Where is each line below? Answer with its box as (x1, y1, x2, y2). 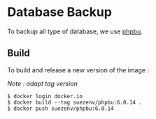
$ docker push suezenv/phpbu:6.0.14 (7, 105, 114, 112)
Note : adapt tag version (7, 79, 78, 88)
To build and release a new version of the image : (7, 65, 149, 74)
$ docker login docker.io (7, 93, 83, 100)
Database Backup (7, 4, 112, 20)
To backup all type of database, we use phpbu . (7, 27, 143, 35)
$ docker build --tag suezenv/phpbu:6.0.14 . (7, 99, 142, 106)
